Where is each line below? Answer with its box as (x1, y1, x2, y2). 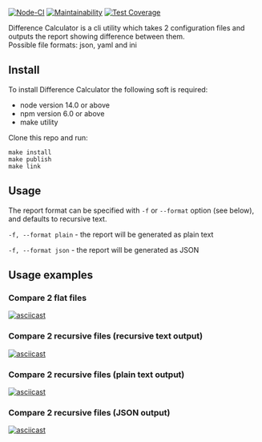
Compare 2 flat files (8, 292, 87, 303)
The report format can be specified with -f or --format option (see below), (8, 205, 255, 215)
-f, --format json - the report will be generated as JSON (8, 245, 200, 254)
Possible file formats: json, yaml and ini (8, 40, 138, 50)
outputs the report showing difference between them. (8, 32, 186, 41)
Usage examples (8, 269, 94, 282)
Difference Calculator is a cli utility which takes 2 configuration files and (8, 23, 245, 32)
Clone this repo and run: (8, 132, 88, 142)
